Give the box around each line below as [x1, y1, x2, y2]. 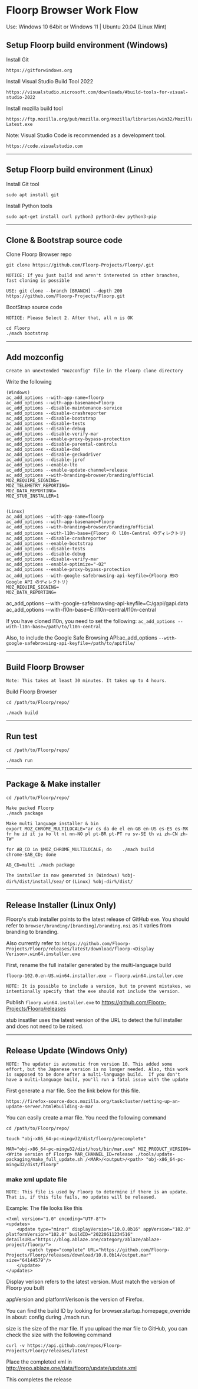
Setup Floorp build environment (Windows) [6, 40, 168, 50]
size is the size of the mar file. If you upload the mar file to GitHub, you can [6, 1325, 187, 1332]
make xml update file [6, 1176, 67, 1184]
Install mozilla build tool [6, 105, 63, 112]
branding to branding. [6, 929, 59, 936]
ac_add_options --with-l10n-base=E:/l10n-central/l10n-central [6, 606, 156, 614]
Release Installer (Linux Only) [6, 900, 117, 910]
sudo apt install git [6, 192, 60, 198]
